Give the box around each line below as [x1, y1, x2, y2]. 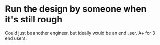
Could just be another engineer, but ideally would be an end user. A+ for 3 [5, 30, 155, 36]
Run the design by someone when [5, 3, 147, 15]
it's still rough [5, 14, 63, 25]
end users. [5, 35, 27, 41]
